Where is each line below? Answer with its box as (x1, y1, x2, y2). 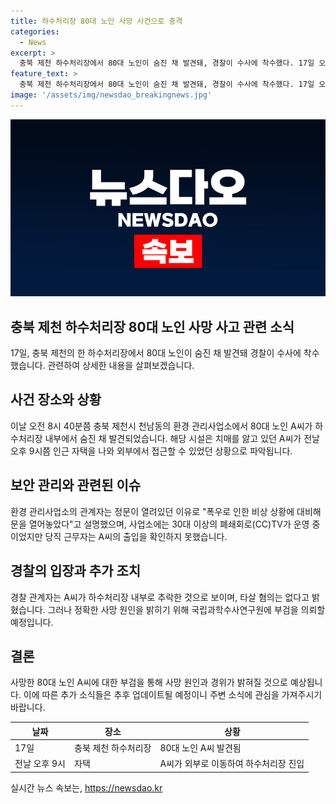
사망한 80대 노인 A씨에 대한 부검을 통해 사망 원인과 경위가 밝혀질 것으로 (10, 676, 288, 689)
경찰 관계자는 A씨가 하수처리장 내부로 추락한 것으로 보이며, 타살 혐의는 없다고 (10, 591, 310, 603)
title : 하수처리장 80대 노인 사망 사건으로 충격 (10, 16, 183, 26)
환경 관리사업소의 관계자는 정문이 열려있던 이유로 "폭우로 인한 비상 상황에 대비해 (10, 505, 322, 517)
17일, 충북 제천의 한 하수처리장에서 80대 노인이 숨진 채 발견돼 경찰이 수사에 (10, 347, 302, 359)
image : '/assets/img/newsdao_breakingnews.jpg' (10, 90, 213, 100)
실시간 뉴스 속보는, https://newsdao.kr (10, 781, 163, 794)
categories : (10, 26, 60, 37)
